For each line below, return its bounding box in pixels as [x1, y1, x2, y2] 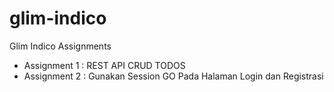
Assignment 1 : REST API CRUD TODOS [23, 59, 186, 71]
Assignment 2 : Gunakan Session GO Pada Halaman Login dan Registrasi [23, 70, 324, 82]
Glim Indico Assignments [9, 40, 112, 52]
